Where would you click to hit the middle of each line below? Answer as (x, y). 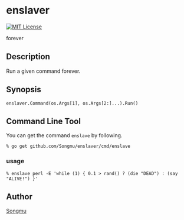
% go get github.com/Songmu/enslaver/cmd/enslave (68, 146)
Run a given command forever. (43, 71)
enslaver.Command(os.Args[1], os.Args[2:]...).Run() (72, 103)
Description (28, 57)
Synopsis (24, 90)
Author (19, 197)
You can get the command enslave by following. (64, 135)
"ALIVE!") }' (22, 179)
